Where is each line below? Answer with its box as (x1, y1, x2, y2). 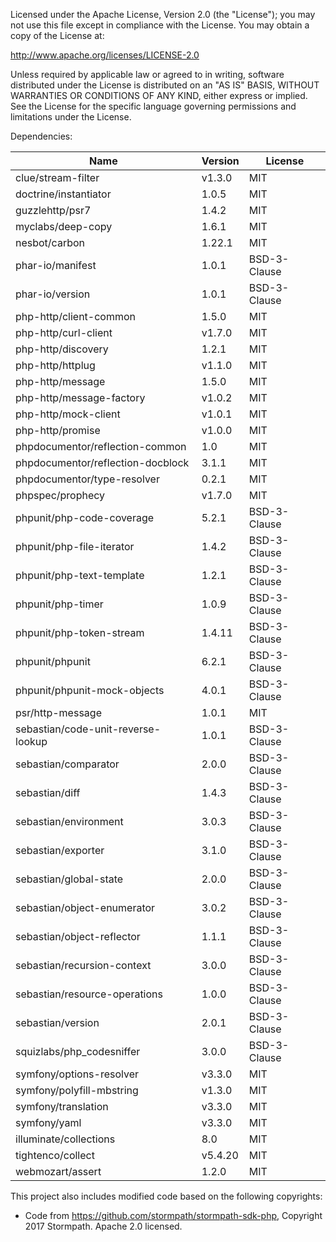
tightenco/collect (15, 1149, 95, 1162)
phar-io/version (15, 287, 91, 301)
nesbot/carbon (15, 236, 86, 249)
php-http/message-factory (15, 391, 146, 404)
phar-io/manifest (15, 259, 97, 272)
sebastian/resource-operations (15, 987, 163, 1001)
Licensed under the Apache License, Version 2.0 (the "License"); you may (10, 9, 316, 20)
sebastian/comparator (15, 757, 120, 771)
